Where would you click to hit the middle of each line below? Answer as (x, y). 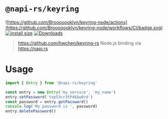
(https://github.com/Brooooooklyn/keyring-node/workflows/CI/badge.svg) (84, 28)
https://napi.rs (33, 48)
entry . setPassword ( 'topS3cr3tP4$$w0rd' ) (49, 97)
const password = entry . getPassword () (47, 102)
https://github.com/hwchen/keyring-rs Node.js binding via (79, 43)
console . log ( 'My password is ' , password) (51, 107)
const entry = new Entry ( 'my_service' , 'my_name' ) (61, 92)
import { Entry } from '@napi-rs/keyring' (51, 83)
